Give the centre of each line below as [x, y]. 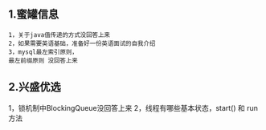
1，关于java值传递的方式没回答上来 [59, 35]
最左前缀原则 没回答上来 [43, 60]
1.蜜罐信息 [34, 14]
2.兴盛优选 [35, 87]
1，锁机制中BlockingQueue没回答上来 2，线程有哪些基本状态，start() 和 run [133, 108]
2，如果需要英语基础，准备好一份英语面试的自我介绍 [82, 43]
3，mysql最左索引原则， [43, 52]
